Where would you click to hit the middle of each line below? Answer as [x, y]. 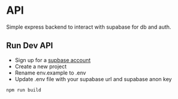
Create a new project [41, 66]
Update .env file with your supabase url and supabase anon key [93, 79]
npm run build [24, 90]
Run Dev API [30, 46]
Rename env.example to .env [50, 73]
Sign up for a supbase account [53, 60]
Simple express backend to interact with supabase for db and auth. [89, 27]
